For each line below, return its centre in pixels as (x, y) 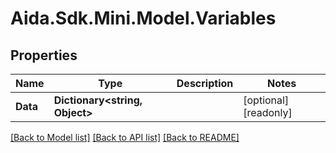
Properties (44, 55)
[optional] (266, 100)
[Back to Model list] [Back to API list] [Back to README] (125, 137)
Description (205, 83)
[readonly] (268, 112)
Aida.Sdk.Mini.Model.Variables (143, 18)
